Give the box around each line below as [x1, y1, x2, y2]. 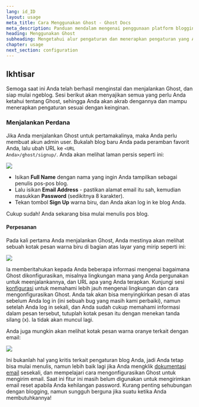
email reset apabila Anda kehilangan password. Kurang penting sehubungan [6, 382, 192, 389]
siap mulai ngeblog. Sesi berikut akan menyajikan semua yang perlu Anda [6, 91, 186, 98]
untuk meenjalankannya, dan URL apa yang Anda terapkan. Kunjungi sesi [6, 278, 185, 286]
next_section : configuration [6, 47, 78, 53]
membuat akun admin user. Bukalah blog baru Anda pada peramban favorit [6, 138, 190, 145]
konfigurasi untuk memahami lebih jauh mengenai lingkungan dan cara [6, 285, 179, 292]
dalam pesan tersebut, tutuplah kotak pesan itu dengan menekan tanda [6, 310, 180, 317]
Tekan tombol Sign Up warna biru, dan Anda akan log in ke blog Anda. [14, 198, 187, 206]
